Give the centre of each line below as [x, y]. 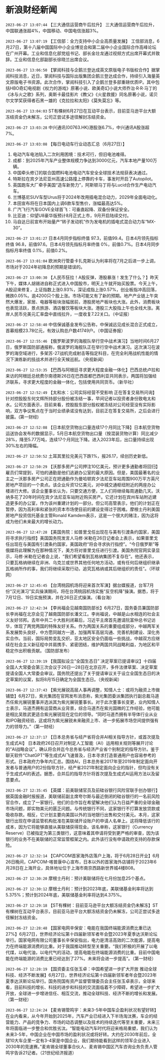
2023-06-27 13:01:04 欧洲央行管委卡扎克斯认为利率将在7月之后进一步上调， [82, 260]
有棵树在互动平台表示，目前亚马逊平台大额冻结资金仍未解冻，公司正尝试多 [81, 911]
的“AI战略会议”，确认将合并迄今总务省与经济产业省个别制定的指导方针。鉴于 [82, 749]
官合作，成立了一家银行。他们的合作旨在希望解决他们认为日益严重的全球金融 [83, 802]
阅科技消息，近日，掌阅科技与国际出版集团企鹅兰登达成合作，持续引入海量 [81, 76]
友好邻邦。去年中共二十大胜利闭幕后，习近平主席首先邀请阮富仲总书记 [80, 620]
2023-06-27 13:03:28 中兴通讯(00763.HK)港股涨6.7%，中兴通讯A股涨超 [78, 127]
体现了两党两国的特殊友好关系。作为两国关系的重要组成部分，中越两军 [85, 626]
